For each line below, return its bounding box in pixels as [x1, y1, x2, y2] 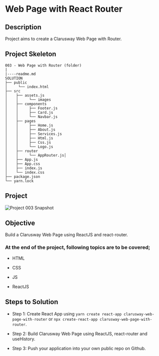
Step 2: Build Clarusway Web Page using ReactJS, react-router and [12, 331, 148, 336]
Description [5, 23, 41, 31]
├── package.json [5, 174, 40, 179]
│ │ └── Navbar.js [5, 114, 58, 119]
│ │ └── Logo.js [5, 144, 54, 149]
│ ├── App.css [5, 161, 40, 166]
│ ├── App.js [5, 157, 38, 162]
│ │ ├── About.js [5, 127, 56, 132]
